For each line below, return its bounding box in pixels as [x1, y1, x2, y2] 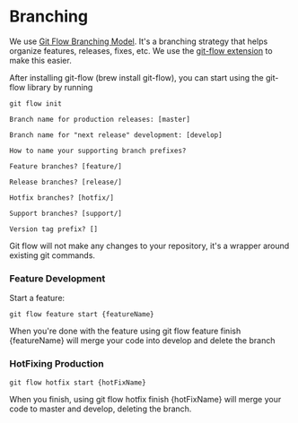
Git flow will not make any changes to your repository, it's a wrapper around [9, 240, 290, 251]
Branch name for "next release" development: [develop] [9, 130, 223, 140]
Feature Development [9, 272, 106, 284]
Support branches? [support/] [9, 209, 123, 218]
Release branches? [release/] [9, 177, 123, 186]
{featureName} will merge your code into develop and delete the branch [9, 335, 276, 346]
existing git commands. [9, 249, 96, 261]
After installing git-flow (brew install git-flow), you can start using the [9, 72, 264, 82]
